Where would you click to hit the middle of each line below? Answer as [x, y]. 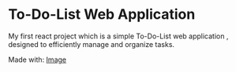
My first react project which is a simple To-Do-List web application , [118, 36]
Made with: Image [37, 59]
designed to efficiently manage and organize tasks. [92, 44]
